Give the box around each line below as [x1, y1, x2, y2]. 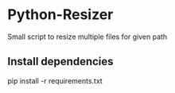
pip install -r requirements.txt [7, 76, 103, 85]
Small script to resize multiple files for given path [7, 32, 168, 41]
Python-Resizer [7, 6, 114, 24]
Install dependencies [7, 55, 114, 68]
